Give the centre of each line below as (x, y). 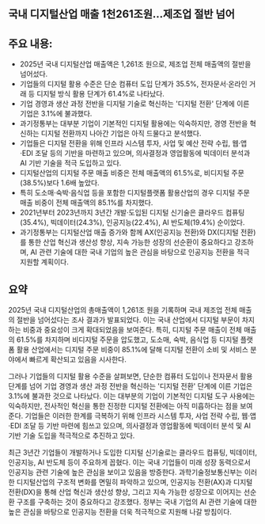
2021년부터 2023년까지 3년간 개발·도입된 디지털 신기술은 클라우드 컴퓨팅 (132, 213)
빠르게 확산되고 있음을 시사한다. (78, 359)
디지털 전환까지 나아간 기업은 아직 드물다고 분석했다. (121, 134)
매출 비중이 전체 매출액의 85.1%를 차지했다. (86, 203)
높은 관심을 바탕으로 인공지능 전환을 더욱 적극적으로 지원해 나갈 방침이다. (120, 512)
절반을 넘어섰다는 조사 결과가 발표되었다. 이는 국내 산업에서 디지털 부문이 (128, 320)
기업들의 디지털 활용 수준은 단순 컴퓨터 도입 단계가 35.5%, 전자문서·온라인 (133, 84)
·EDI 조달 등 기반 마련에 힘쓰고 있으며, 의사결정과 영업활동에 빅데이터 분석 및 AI (130, 426)
